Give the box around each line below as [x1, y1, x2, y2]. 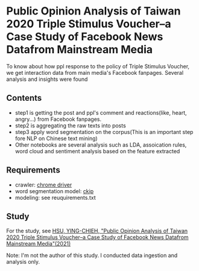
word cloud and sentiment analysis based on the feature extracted [14, 147, 180, 155]
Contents [6, 93, 42, 103]
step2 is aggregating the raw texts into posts [14, 122, 127, 129]
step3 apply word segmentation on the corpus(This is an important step [14, 128, 194, 135]
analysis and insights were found [6, 75, 88, 83]
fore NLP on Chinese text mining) [14, 135, 98, 142]
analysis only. [6, 258, 40, 266]
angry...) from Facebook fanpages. [14, 115, 101, 123]
